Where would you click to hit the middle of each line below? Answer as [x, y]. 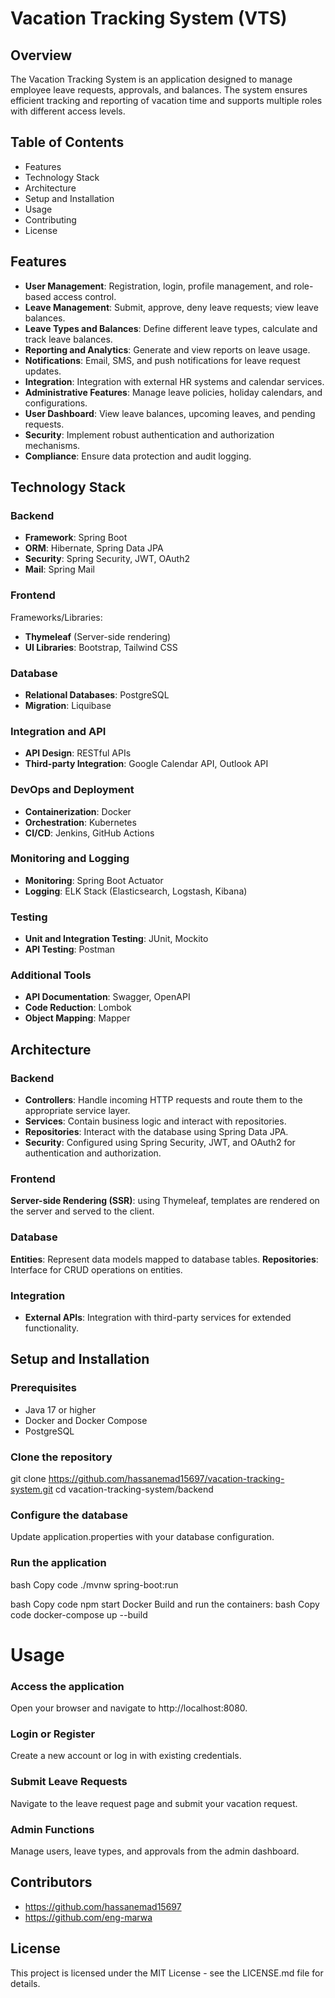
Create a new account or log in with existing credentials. [126, 1756]
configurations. [56, 403]
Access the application [67, 1686]
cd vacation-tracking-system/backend [134, 1489]
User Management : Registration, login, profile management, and [158, 286]
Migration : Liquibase [68, 705]
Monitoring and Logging [70, 859]
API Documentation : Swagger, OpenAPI [107, 997]
